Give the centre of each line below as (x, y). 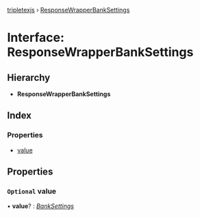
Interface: (36, 38)
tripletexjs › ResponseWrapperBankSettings (68, 10)
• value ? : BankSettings (40, 206)
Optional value (32, 191)
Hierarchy (29, 77)
